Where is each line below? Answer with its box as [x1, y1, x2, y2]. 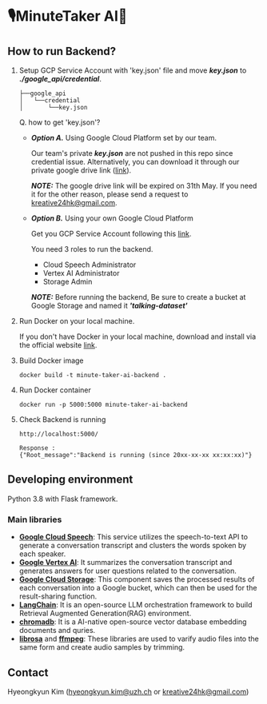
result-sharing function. [18, 591, 98, 601]
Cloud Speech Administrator [42, 260, 137, 269]
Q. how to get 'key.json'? [18, 117, 101, 127]
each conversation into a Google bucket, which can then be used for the [18, 583, 257, 593]
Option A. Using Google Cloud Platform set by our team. [30, 133, 217, 142]
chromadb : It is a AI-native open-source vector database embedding [18, 617, 247, 626]
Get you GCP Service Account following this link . [30, 229, 192, 238]
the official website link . [18, 340, 98, 349]
